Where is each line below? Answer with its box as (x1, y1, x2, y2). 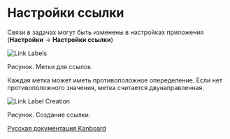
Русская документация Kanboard (7, 124, 106, 132)
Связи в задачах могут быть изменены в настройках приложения (7, 28, 204, 36)
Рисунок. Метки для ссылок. (7, 62, 93, 71)
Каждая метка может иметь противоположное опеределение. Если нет (7, 75, 222, 85)
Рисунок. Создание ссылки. (7, 110, 91, 119)
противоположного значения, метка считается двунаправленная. (7, 83, 205, 92)
